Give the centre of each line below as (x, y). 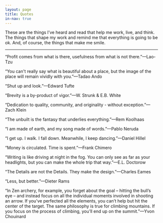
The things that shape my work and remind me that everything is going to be (81, 37)
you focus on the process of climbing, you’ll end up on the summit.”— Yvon (80, 211)
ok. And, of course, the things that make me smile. (55, 43)
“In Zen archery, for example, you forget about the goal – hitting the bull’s (78, 191)
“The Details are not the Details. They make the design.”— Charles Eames (78, 172)
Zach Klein (16, 110)
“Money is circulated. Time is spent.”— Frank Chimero (58, 148)
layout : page (18, 9)
